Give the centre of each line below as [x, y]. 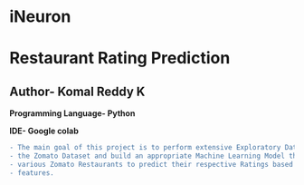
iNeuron [40, 17]
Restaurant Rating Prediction [120, 58]
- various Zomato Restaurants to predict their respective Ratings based [152, 164]
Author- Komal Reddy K [77, 91]
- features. [32, 173]
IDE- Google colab [44, 131]
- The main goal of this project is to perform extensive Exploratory [145, 148]
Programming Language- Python [72, 113]
